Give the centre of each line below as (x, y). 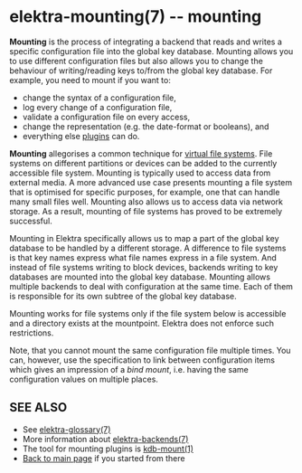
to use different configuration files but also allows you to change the (137, 61)
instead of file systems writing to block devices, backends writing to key (144, 267)
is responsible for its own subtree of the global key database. (123, 296)
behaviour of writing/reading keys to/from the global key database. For (141, 71)
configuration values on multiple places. (84, 379)
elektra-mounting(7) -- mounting (136, 17)
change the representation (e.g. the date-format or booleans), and (146, 126)
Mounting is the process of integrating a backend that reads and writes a (146, 42)
